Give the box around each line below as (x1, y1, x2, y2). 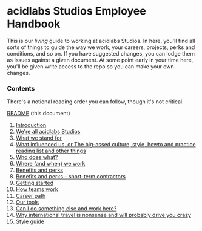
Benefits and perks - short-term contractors (15, 173, 126, 180)
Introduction (15, 122, 47, 129)
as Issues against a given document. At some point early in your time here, (7, 56, 194, 63)
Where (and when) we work (15, 160, 86, 168)
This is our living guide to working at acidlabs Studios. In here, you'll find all (7, 37, 195, 44)
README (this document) (7, 110, 70, 117)
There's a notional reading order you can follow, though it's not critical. (7, 98, 184, 105)
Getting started (15, 180, 54, 187)
